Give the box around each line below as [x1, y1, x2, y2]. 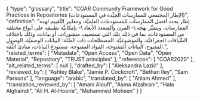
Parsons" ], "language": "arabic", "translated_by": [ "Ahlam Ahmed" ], [6, 74, 177, 82]
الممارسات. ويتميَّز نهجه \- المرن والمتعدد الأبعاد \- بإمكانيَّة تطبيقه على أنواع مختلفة [6, 24, 189, 31]
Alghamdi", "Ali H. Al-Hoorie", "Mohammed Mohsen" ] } [6, 87, 142, 94]
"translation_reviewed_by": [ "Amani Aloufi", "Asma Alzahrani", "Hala [6, 81, 174, 88]
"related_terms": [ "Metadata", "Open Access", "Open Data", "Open [6, 49, 172, 56]
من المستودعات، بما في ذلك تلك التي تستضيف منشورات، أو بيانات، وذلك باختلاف [6, 30, 184, 37]
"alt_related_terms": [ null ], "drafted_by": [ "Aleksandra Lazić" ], [6, 62, 164, 69]
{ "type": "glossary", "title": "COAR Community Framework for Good [6, 5, 173, 12]
